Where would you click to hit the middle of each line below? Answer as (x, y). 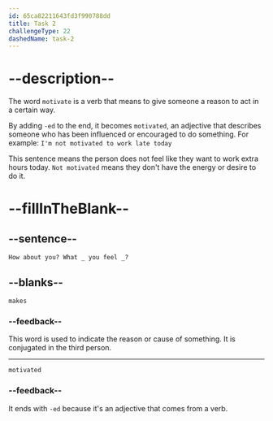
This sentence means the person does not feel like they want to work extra (133, 158)
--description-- (62, 79)
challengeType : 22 (39, 31)
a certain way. (32, 110)
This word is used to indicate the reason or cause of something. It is (122, 339)
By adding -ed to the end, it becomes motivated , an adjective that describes (135, 126)
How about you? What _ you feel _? (69, 258)
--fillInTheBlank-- (69, 209)
